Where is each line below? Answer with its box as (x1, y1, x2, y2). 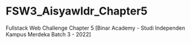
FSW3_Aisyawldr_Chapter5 (5, 4, 148, 18)
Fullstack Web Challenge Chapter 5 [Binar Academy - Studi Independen (5, 24, 186, 31)
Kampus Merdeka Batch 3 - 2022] (5, 30, 91, 38)
